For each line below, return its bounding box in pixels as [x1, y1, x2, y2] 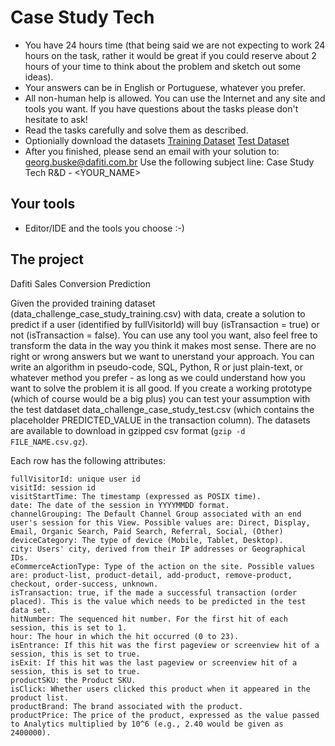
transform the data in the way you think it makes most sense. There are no [10, 339, 317, 351]
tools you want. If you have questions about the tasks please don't [24, 102, 299, 115]
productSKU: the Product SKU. [10, 675, 137, 685]
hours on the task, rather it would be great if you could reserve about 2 [24, 49, 317, 61]
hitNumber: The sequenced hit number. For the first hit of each [10, 614, 288, 624]
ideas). [24, 71, 54, 83]
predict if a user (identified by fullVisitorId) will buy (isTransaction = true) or [10, 318, 320, 330]
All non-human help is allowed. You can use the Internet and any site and [24, 92, 326, 104]
